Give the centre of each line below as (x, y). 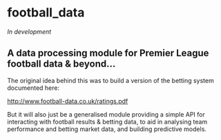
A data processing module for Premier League (108, 53)
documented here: (33, 88)
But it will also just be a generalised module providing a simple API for (106, 114)
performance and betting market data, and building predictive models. (107, 129)
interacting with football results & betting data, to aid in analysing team (107, 121)
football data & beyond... (61, 64)
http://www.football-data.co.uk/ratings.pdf (68, 101)
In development (29, 32)
